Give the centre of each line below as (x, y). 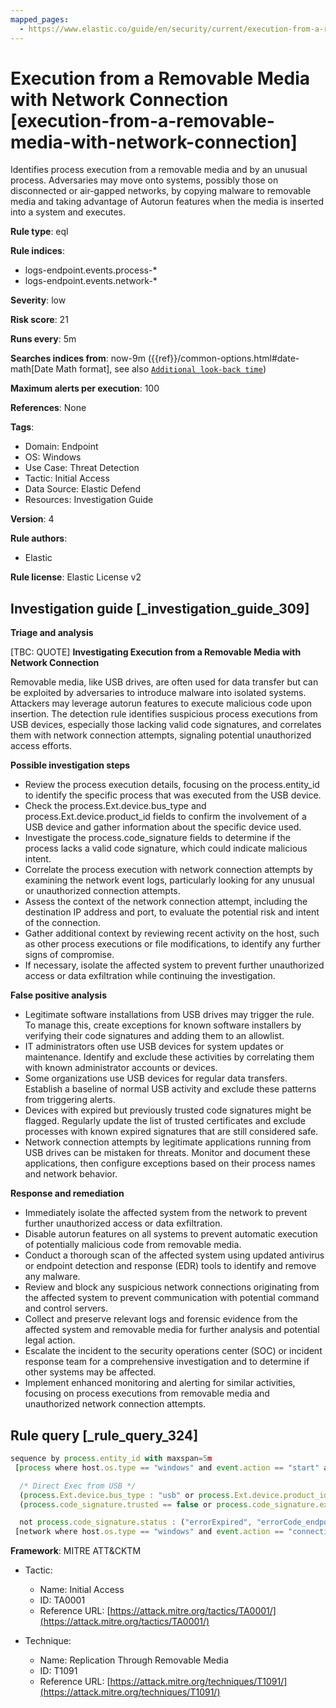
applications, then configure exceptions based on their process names (170, 1163)
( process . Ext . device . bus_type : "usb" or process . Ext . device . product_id (174, 1495)
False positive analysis (58, 995)
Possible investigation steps (70, 765)
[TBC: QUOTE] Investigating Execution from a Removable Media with (156, 652)
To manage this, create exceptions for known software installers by (163, 1025)
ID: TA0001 (62, 1600)
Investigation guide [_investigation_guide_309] (160, 608)
